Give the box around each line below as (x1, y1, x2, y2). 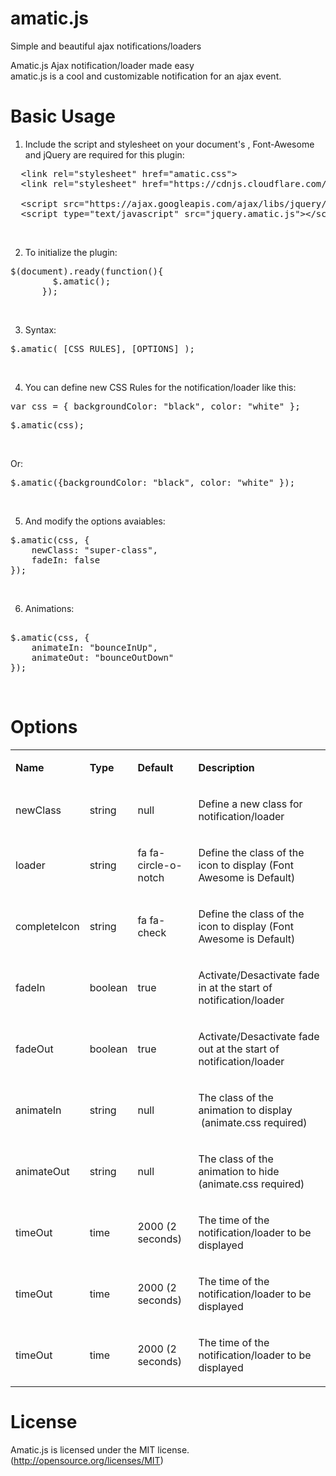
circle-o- (137, 858, 183, 872)
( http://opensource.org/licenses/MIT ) (10, 1454, 164, 1466)
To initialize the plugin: (24, 246, 118, 258)
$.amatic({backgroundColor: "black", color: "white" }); (10, 477, 296, 488)
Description (198, 760, 255, 774)
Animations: (24, 602, 75, 614)
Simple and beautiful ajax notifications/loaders (10, 40, 202, 52)
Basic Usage (10, 105, 116, 128)
